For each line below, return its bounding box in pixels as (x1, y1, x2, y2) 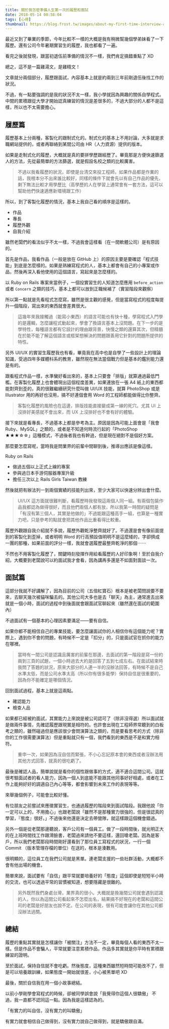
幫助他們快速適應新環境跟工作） (17, 188, 84, 194)
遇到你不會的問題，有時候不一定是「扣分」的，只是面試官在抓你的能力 (18, 634, 164, 640)
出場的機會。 (18, 862, 45, 868)
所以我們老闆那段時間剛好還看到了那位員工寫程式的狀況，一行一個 (14, 838, 151, 845)
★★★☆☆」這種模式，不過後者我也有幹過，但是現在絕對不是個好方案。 (5, 433, 156, 439)
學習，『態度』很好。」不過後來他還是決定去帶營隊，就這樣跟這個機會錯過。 (5, 815, 159, 821)
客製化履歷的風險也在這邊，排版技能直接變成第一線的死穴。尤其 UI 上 (17, 403, 161, 409)
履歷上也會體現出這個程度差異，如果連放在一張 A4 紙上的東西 (31, 380, 159, 386)
